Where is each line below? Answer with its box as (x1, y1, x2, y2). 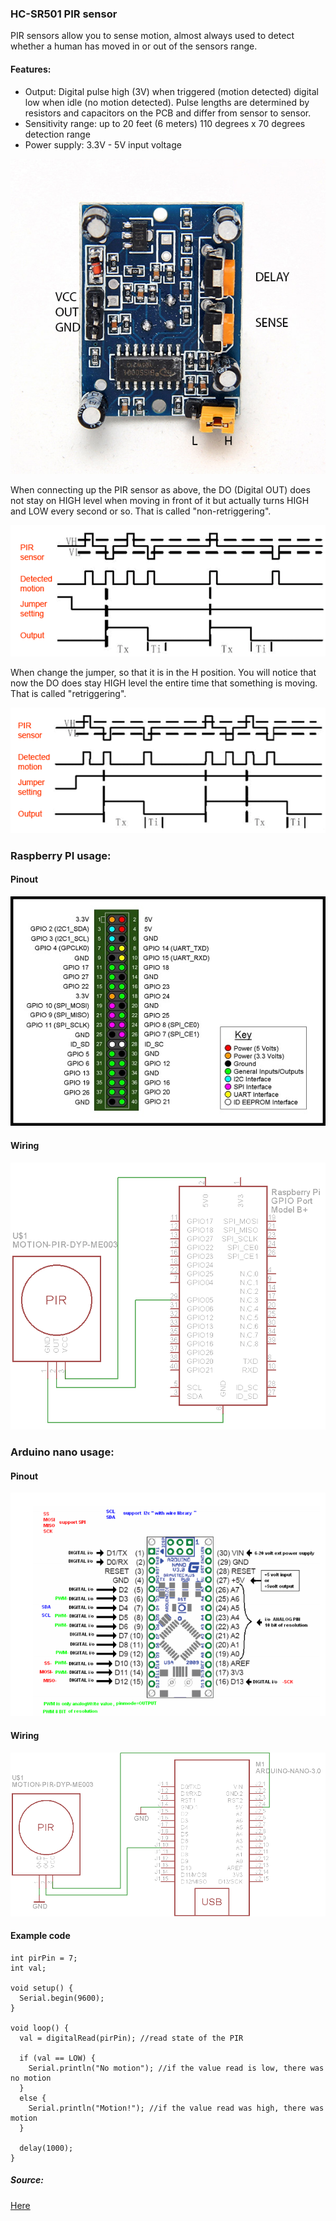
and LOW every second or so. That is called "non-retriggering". (10, 505, 272, 517)
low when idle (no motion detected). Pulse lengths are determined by (24, 96, 310, 108)
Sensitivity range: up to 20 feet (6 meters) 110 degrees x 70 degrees (24, 117, 306, 129)
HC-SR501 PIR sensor (10, 7, 118, 21)
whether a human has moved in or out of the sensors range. (10, 40, 258, 52)
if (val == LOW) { (19, 2053, 97, 2063)
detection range (24, 128, 91, 140)
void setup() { (10, 1983, 74, 1993)
